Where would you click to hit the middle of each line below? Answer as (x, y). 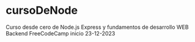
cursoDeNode (42, 10)
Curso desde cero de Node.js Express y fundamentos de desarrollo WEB (97, 27)
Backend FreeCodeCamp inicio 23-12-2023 (61, 33)
